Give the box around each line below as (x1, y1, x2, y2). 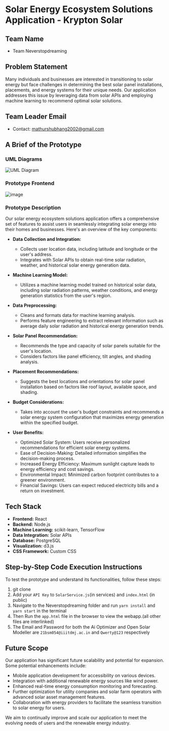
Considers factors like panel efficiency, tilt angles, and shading (20, 353, 151, 359)
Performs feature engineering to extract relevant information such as (20, 317, 163, 323)
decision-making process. (20, 455, 75, 461)
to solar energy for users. (12, 705, 66, 711)
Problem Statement (5, 62, 68, 71)
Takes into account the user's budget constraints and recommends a (20, 409, 164, 415)
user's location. (20, 348, 53, 354)
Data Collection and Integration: (12, 236, 81, 242)
